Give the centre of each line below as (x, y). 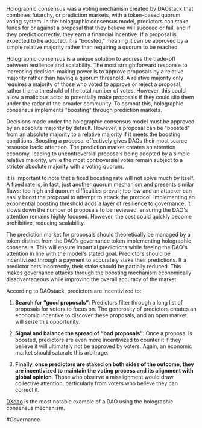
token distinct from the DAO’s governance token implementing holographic (99, 241)
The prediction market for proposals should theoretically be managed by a (99, 234)
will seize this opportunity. (47, 322)
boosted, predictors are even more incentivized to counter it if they (98, 340)
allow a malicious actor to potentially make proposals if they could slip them (100, 97)
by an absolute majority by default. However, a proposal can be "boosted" (98, 128)
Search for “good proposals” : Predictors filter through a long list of (99, 302)
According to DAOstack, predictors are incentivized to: (74, 291)
